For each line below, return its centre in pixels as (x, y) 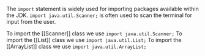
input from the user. (31, 22)
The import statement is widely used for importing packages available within (102, 9)
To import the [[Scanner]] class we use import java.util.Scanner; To (94, 33)
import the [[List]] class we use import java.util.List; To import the (94, 40)
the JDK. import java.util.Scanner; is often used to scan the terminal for (99, 15)
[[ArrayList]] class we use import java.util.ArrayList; (76, 46)
